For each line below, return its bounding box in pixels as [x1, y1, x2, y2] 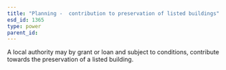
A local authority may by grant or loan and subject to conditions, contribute [7, 48, 220, 56]
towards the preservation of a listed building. [7, 56, 134, 64]
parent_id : [7, 29, 38, 36]
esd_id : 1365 [7, 16, 45, 23]
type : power [7, 23, 41, 30]
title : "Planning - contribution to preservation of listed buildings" [7, 10, 220, 17]
